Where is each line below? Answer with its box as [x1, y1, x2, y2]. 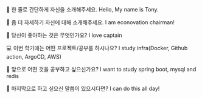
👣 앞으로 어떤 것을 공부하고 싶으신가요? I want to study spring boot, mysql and [6, 66, 197, 73]
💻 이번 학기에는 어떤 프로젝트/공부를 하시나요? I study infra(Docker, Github [6, 45, 188, 51]
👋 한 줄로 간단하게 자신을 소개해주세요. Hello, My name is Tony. [6, 6, 159, 13]
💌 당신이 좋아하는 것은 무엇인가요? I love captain [6, 31, 122, 39]
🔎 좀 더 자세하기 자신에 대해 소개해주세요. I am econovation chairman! [6, 19, 175, 26]
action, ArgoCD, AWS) [6, 53, 62, 60]
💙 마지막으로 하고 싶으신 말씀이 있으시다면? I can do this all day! [6, 85, 160, 92]
